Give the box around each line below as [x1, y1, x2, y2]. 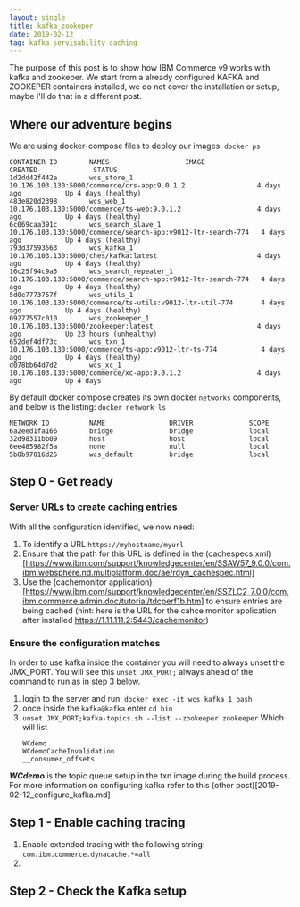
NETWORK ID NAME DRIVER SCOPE [9, 419, 270, 429]
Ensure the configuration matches [9, 637, 161, 649]
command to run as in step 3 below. [9, 676, 141, 687]
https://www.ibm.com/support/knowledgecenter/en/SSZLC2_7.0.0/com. [25, 586, 289, 596]
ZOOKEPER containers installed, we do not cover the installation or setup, [9, 81, 279, 92]
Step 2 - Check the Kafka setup [9, 884, 187, 899]
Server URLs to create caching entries [9, 501, 178, 513]
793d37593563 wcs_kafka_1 [9, 244, 134, 253]
